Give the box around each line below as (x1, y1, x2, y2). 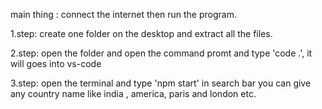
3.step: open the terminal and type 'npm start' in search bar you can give (10, 77, 312, 89)
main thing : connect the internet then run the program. (10, 9, 237, 20)
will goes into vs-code (10, 58, 102, 69)
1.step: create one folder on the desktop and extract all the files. (10, 28, 273, 39)
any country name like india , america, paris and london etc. (10, 88, 257, 99)
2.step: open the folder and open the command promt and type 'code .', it (10, 47, 313, 59)
